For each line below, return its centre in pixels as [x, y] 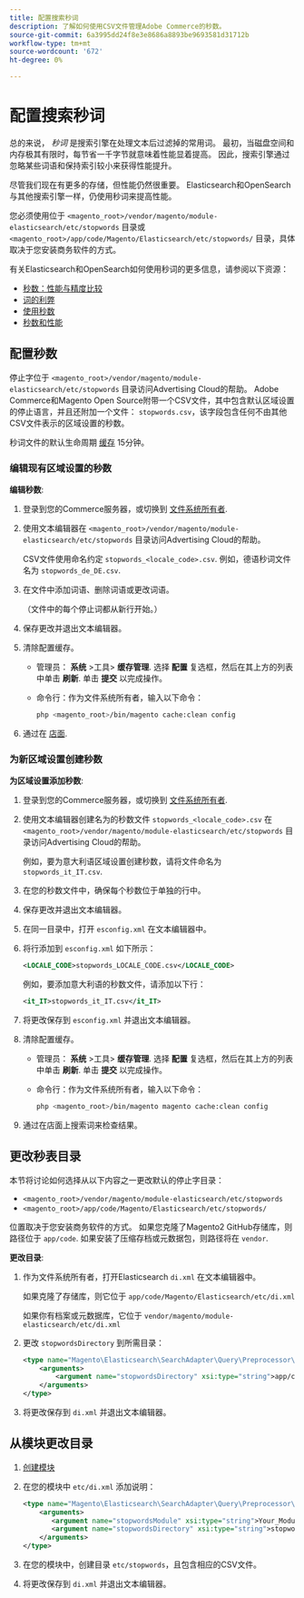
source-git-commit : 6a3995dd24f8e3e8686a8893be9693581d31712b [129, 35]
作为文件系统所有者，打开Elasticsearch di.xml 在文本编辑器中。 [142, 1276]
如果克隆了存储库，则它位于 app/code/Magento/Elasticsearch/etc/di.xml [159, 1296]
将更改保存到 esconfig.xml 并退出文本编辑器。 [109, 1020]
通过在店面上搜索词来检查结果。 [82, 1125]
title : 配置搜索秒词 [44, 18]
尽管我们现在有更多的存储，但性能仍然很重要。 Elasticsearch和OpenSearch [150, 185]
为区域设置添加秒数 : [47, 781]
